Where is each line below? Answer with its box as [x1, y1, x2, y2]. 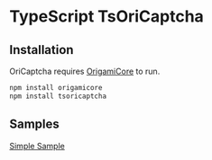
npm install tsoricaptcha [9, 92, 106, 101]
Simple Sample [9, 140, 65, 151]
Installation [9, 42, 74, 58]
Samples [9, 117, 60, 132]
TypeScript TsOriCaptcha [9, 6, 205, 27]
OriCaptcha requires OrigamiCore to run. [9, 66, 161, 76]
